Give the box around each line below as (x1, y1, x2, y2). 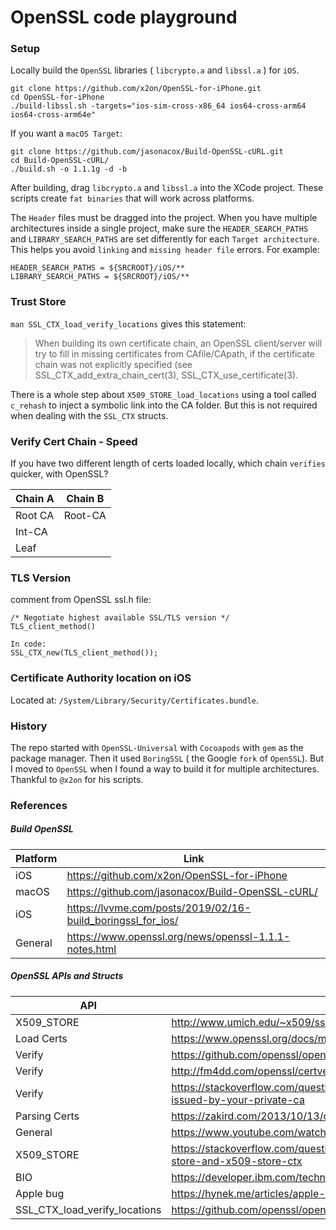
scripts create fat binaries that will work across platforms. (10, 192, 255, 205)
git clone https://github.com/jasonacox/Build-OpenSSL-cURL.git (10, 147, 284, 157)
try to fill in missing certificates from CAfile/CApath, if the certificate (34, 347, 315, 360)
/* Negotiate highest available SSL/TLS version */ (10, 613, 230, 623)
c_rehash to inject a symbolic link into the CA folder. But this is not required (10, 399, 318, 411)
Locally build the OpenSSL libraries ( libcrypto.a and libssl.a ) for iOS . (10, 64, 300, 76)
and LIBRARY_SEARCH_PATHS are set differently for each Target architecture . (10, 233, 320, 245)
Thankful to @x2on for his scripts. (10, 773, 144, 785)
